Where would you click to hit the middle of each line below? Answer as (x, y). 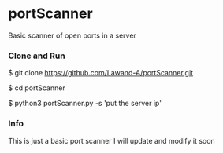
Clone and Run (37, 56)
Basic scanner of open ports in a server (72, 35)
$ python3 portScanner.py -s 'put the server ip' (85, 104)
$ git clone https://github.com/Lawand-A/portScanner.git (101, 73)
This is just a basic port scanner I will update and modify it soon (111, 140)
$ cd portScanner (37, 88)
